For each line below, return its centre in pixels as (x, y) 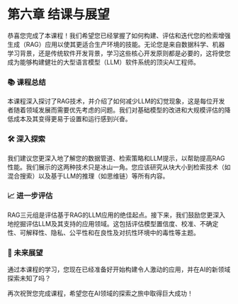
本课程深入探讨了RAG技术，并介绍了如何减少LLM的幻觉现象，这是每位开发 (116, 101)
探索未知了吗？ (29, 278)
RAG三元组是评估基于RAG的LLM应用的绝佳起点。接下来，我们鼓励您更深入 (116, 215)
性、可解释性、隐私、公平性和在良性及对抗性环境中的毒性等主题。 (103, 232)
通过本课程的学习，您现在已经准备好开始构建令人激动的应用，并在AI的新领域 (119, 269)
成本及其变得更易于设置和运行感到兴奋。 (72, 119)
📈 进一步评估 (30, 196)
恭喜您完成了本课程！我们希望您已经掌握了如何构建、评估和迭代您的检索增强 (119, 35)
